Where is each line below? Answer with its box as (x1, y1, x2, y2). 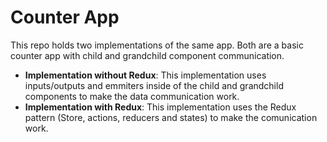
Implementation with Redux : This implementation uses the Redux (24, 101, 297, 113)
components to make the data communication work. (24, 90, 240, 102)
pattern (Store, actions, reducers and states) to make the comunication (24, 111, 318, 123)
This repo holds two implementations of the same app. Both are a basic (10, 39, 304, 51)
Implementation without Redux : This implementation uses (24, 69, 267, 81)
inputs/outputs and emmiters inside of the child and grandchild (24, 79, 284, 91)
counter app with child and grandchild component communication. (10, 49, 285, 61)
